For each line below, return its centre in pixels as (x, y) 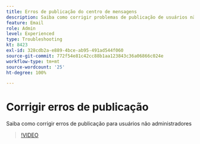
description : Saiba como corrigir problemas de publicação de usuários (97, 17)
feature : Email (25, 23)
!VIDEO (29, 135)
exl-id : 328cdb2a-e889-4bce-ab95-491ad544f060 (65, 51)
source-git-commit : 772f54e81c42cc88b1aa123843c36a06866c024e (85, 56)
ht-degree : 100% (26, 73)
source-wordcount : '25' (36, 67)
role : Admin (21, 28)
